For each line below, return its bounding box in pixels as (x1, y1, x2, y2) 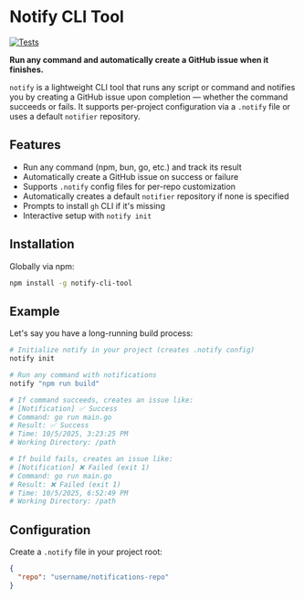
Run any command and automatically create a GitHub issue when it (9, 54, 269, 65)
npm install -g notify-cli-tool (9, 278, 132, 288)
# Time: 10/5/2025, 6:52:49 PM (9, 489, 129, 498)
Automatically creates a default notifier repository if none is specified (22, 190, 289, 202)
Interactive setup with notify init (22, 210, 152, 221)
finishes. (9, 64, 44, 75)
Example (9, 303, 60, 319)
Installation (9, 236, 75, 252)
